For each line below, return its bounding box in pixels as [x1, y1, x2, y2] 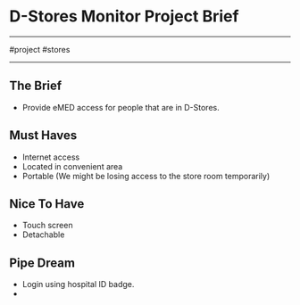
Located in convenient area [21, 161, 123, 171]
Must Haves [9, 128, 78, 144]
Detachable [21, 229, 65, 240]
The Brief [9, 78, 62, 94]
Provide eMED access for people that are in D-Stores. [21, 102, 221, 112]
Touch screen [21, 220, 73, 231]
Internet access [21, 152, 80, 162]
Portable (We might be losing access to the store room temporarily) [21, 170, 271, 181]
